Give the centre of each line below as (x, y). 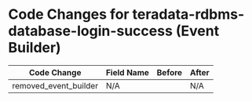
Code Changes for (69, 14)
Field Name (127, 72)
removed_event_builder (55, 85)
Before (170, 72)
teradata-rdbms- (188, 14)
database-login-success (90, 31)
